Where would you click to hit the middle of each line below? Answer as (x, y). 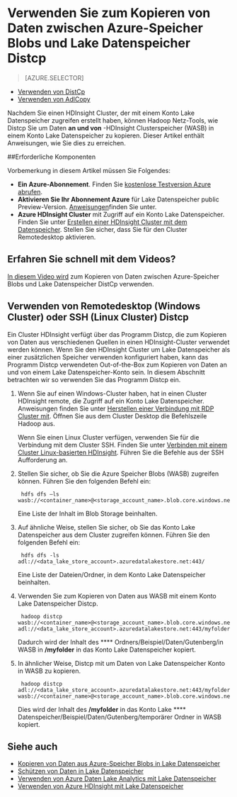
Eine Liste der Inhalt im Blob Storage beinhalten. (87, 513)
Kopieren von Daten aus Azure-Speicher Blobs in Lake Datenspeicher (119, 764)
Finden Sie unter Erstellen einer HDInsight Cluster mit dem (102, 222)
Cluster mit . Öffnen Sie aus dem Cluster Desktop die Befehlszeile (112, 416)
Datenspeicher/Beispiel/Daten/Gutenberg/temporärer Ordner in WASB (119, 717)
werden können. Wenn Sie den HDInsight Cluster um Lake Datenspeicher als (119, 350)
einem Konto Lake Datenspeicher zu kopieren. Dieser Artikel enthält (106, 135)
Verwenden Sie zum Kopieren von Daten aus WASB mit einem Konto (117, 596)
